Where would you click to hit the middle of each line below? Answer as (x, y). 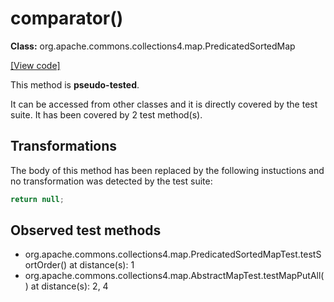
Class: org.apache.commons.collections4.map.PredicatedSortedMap (153, 46)
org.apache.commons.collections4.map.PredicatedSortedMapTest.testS (173, 254)
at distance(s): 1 (102, 265)
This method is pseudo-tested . (75, 84)
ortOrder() (46, 265)
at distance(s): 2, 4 (69, 286)
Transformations (64, 146)
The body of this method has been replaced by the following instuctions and (167, 170)
